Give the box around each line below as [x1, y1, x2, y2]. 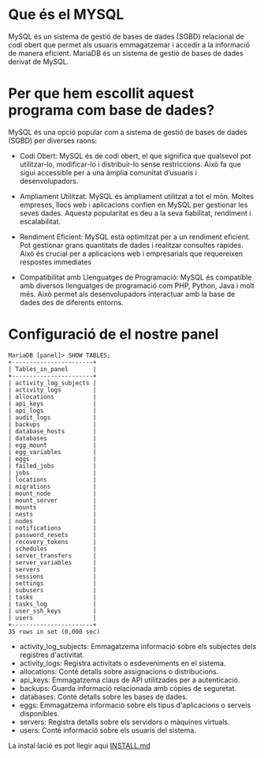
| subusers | [8, 586, 97, 594]
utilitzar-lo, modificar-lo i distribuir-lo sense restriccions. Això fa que [19, 159, 242, 169]
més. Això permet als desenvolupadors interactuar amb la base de [19, 289, 236, 298]
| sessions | [8, 572, 97, 580]
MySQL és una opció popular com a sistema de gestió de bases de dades [8, 127, 247, 137]
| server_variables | [8, 558, 97, 566]
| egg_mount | [8, 441, 97, 449]
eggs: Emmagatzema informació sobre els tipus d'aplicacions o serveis [19, 700, 251, 710]
